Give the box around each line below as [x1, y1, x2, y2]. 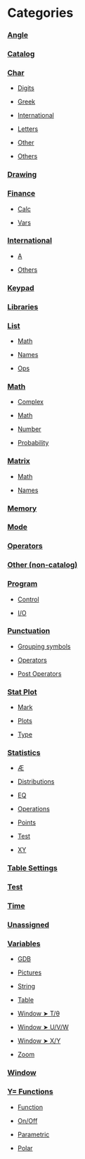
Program [7, 579, 38, 589]
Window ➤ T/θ [17, 1009, 60, 1018]
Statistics [7, 748, 41, 758]
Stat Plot [7, 687, 37, 696]
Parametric [17, 1130, 50, 1139]
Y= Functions [7, 1086, 54, 1096]
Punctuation [7, 626, 51, 636]
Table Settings [7, 863, 58, 873]
